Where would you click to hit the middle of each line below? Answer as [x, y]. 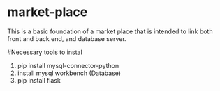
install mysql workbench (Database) [69, 73]
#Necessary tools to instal [45, 52]
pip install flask [39, 80]
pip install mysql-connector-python [68, 65]
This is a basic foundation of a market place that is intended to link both [110, 31]
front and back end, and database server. [67, 38]
